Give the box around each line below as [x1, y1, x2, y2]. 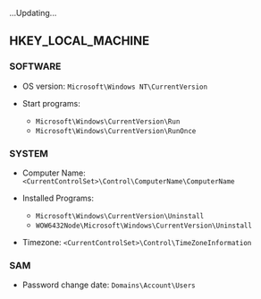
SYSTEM [9, 147, 49, 159]
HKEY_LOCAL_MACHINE [9, 33, 150, 48]
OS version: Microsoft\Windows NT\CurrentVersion [21, 81, 208, 91]
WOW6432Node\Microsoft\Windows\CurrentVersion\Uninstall [35, 221, 253, 230]
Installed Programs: [21, 192, 94, 203]
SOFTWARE [9, 60, 62, 73]
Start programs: [21, 98, 80, 108]
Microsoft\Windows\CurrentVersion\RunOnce [35, 126, 197, 135]
